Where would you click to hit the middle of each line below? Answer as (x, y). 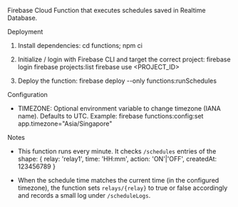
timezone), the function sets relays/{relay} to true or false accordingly (123, 188)
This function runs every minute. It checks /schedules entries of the (117, 151)
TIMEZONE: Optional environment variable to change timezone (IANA (119, 108)
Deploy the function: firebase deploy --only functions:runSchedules (117, 81)
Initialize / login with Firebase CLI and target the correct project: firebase (124, 59)
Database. (22, 18)
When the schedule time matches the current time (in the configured (118, 180)
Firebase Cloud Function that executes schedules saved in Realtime (107, 10)
